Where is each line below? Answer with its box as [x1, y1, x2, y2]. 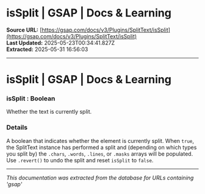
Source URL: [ [6, 26, 42, 33]
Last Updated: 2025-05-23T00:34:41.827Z [6, 39, 115, 46]
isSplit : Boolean [6, 94, 56, 103]
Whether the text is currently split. [6, 108, 92, 116]
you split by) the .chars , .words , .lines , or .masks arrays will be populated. [6, 150, 193, 158]
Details [6, 123, 28, 132]
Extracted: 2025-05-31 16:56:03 [6, 46, 88, 53]
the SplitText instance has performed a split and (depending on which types [6, 144, 197, 151]
